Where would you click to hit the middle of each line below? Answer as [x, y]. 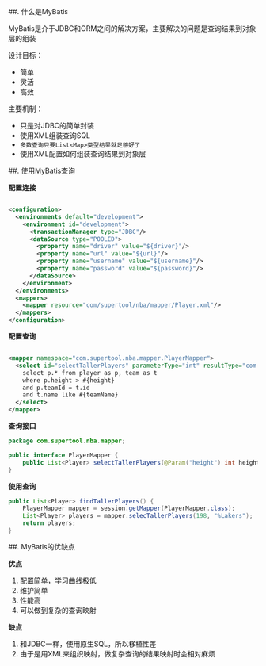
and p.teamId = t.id [56, 388]
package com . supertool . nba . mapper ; [67, 441]
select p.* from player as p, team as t [90, 373]
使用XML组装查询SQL [55, 136]
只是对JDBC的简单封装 [57, 126]
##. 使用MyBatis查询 [42, 170]
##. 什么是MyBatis [38, 11]
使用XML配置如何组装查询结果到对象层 [83, 154]
